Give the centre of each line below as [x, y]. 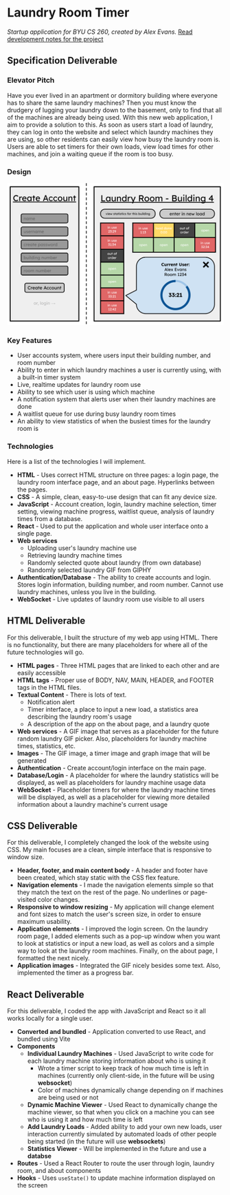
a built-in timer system [49, 377]
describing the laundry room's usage [79, 717]
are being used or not [68, 1098]
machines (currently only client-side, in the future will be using [126, 1076]
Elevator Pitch [31, 81]
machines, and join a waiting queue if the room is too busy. [90, 154]
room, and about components [59, 1171]
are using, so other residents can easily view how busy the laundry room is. [114, 139]
